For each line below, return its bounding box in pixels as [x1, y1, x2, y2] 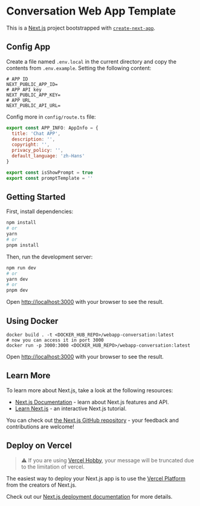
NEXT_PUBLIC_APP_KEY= [6, 92, 61, 98]
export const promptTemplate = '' [6, 175, 94, 181]
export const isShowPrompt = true [6, 169, 94, 176]
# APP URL [6, 97, 31, 103]
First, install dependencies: [6, 208, 74, 215]
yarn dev [6, 276, 28, 282]
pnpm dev [6, 287, 28, 294]
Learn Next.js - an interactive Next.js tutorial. [15, 404, 127, 412]
